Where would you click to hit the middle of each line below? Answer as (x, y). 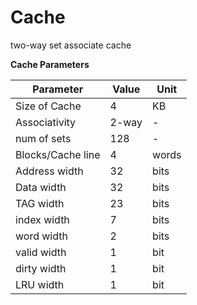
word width (41, 236)
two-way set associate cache (71, 45)
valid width (41, 252)
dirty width (41, 268)
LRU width (40, 284)
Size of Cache (48, 106)
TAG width (40, 203)
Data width (41, 187)
